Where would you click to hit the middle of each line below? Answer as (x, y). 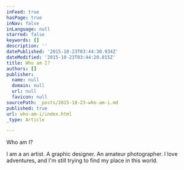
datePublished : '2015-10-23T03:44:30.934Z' (62, 52)
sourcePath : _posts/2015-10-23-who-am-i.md (62, 102)
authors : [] (21, 69)
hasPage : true (24, 18)
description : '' (27, 46)
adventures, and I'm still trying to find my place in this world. (82, 161)
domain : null (28, 86)
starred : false (26, 35)
